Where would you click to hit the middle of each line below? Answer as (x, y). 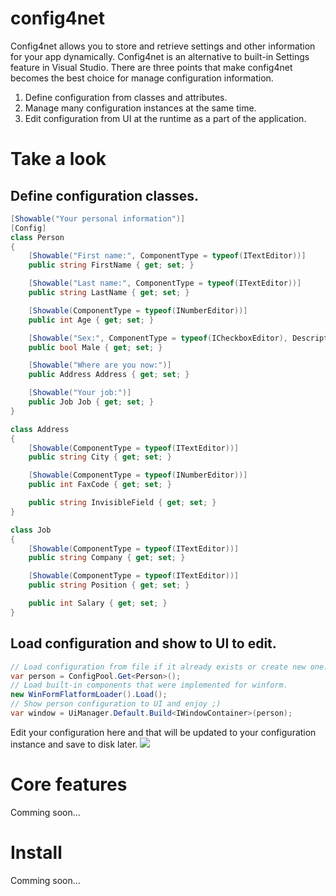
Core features (69, 784)
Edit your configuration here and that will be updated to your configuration (163, 732)
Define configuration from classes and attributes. (126, 97)
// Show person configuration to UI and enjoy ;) (116, 704)
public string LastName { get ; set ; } (109, 293)
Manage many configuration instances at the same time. (140, 108)
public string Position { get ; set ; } (109, 585)
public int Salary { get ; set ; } (98, 603)
